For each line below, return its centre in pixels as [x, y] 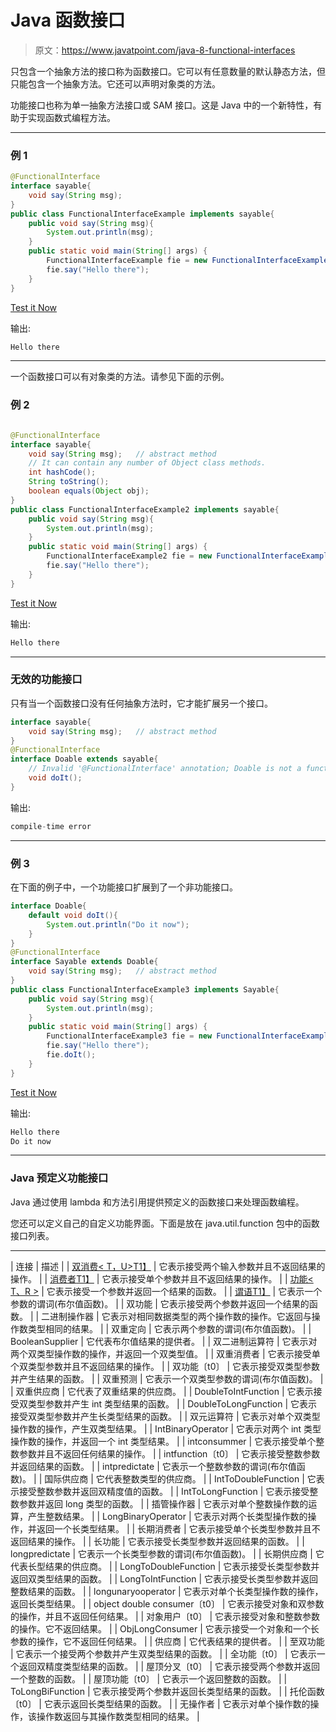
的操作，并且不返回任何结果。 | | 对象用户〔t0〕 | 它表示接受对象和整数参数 [165, 1616]
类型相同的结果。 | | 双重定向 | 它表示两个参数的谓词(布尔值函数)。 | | [169, 1328]
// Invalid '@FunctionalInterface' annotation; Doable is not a [165, 769]
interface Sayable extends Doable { [84, 962]
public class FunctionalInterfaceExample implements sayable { [142, 214]
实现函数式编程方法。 [71, 117]
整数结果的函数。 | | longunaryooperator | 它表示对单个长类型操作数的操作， [167, 1591]
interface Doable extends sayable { [84, 759]
